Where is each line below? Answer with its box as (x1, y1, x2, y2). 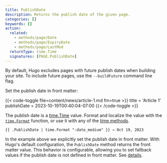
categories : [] (5, 16, 37, 21)
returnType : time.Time (9, 49, 57, 54)
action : (5, 26, 21, 31)
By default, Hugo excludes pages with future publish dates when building (5, 67, 156, 73)
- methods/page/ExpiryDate (14, 40, 70, 45)
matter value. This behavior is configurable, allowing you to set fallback (5, 147, 152, 153)
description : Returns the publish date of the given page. (5, 12, 131, 17)
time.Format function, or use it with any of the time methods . (5, 118, 130, 124)
